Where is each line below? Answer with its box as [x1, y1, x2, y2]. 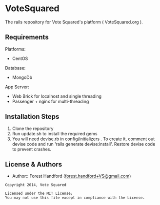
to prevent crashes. [12, 146, 51, 152]
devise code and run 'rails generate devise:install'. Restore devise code [12, 141, 156, 147]
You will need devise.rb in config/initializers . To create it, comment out [12, 136, 155, 142]
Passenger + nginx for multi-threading [12, 98, 89, 104]
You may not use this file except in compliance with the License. [5, 195, 145, 200]
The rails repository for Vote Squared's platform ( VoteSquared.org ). [5, 19, 143, 25]
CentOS [12, 56, 28, 61]
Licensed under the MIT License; [5, 191, 73, 196]
